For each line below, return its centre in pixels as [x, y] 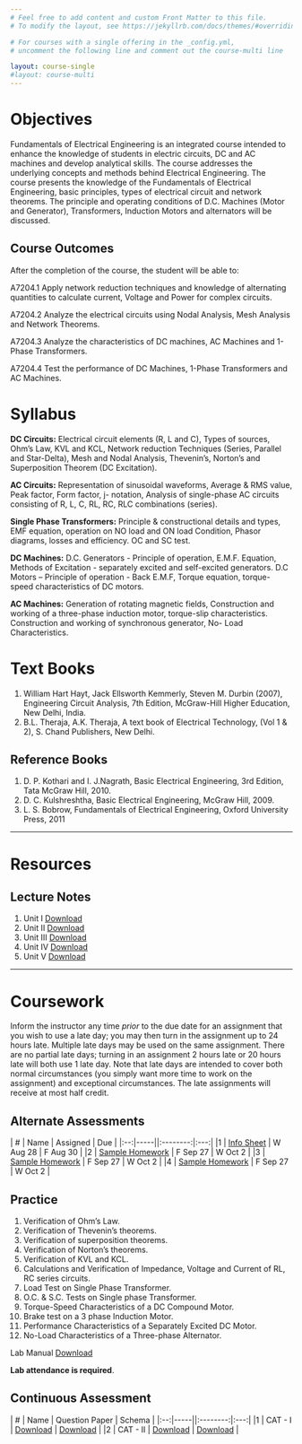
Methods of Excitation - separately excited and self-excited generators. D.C [150, 567]
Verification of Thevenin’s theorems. [90, 1231]
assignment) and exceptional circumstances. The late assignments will [141, 1083]
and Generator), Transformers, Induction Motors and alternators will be [141, 211]
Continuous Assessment [81, 1399]
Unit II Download [54, 928]
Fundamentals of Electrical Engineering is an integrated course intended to [148, 144]
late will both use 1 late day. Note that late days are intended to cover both [147, 1065]
